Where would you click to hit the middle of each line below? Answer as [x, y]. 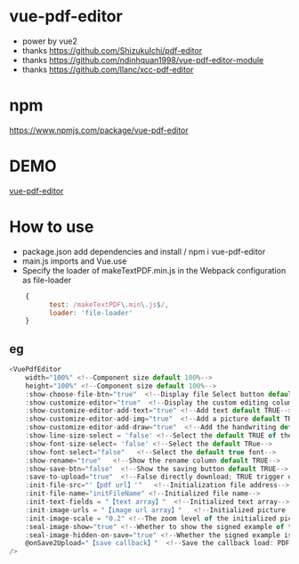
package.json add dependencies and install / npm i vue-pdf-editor [144, 251]
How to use [52, 227]
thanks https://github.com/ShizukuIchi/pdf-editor [112, 50]
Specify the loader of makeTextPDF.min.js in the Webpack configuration [154, 270]
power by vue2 [50, 41]
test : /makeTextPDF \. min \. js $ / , [109, 305]
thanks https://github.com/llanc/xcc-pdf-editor [108, 69]
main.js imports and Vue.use [74, 261]
